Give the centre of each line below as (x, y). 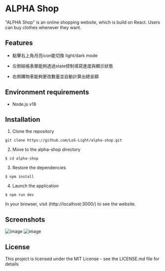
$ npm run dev (20, 195)
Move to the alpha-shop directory (46, 150)
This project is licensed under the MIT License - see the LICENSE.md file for (82, 259)
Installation (23, 119)
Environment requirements (47, 92)
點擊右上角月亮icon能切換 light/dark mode (55, 55)
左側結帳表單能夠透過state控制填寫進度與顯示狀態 (63, 66)
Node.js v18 (24, 104)
